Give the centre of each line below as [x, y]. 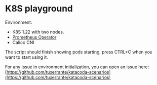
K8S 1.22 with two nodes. [38, 32]
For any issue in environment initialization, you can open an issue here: [77, 67]
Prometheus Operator [34, 37]
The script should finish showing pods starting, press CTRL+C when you [79, 52]
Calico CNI [23, 42]
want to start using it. [27, 57]
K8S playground [39, 9]
